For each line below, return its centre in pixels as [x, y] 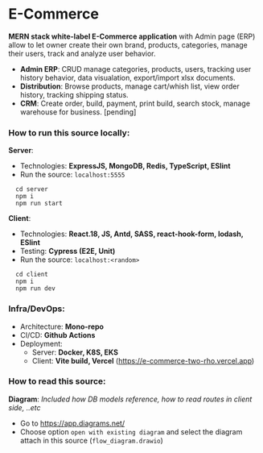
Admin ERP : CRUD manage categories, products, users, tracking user [136, 69]
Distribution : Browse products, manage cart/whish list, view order [129, 86]
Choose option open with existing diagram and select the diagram [131, 431]
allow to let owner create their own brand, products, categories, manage [128, 44]
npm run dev [36, 289]
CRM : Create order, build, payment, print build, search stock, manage [135, 103]
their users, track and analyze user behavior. [82, 53]
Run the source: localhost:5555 [72, 175]
